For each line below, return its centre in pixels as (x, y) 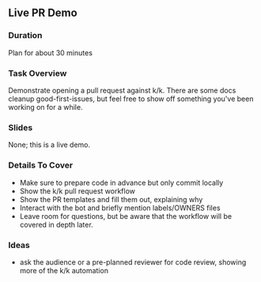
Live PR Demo (43, 13)
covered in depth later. (56, 224)
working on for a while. (45, 107)
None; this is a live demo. (49, 145)
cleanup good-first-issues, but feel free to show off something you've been (131, 99)
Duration (25, 36)
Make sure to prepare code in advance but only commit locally (121, 182)
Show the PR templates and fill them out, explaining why (111, 199)
